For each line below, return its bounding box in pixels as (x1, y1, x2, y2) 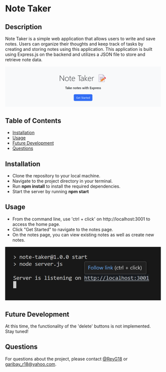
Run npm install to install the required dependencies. (12, 183, 121, 189)
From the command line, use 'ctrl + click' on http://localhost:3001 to (12, 216, 151, 222)
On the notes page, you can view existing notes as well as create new (12, 232, 155, 238)
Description (5, 23, 42, 31)
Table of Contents (5, 117, 62, 125)
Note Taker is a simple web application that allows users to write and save (5, 36, 156, 41)
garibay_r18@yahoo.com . (5, 361, 57, 367)
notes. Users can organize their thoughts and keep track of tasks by (5, 41, 144, 47)
